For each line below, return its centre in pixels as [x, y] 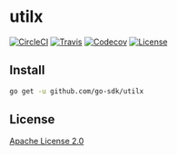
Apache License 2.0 [47, 141]
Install [27, 70]
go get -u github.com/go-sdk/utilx [77, 91]
